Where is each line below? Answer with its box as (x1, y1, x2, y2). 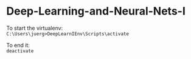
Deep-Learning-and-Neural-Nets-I (6, 4, 186, 18)
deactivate (6, 47, 34, 54)
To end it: (6, 41, 30, 49)
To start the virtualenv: (6, 24, 63, 32)
